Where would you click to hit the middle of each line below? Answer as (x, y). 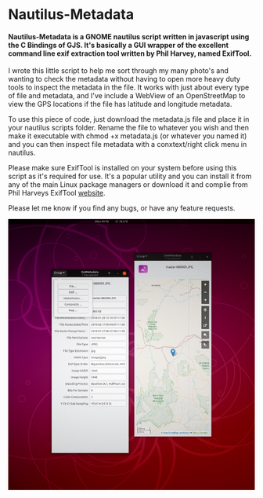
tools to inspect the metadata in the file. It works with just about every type (129, 87)
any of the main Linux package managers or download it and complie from (128, 185)
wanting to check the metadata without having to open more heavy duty (124, 79)
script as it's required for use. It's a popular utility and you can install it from (130, 176)
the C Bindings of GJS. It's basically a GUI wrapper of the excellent (119, 45)
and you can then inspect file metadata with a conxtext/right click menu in (128, 145)
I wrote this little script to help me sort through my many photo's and (119, 71)
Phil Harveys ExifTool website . (57, 193)
